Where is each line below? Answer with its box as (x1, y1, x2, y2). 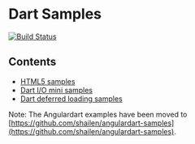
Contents (8, 55, 57, 69)
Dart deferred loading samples (19, 94, 123, 104)
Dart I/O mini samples (19, 85, 93, 95)
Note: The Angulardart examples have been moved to (8, 109, 188, 119)
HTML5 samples (19, 76, 76, 86)
